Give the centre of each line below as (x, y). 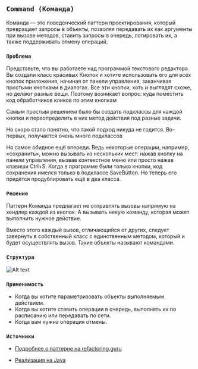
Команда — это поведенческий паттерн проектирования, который (91, 23)
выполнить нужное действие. (44, 218)
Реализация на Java (40, 360)
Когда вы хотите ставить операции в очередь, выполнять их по (95, 309)
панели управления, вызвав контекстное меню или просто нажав (90, 160)
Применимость (25, 284)
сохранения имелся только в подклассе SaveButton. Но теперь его (92, 173)
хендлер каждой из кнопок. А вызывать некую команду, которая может (98, 212)
